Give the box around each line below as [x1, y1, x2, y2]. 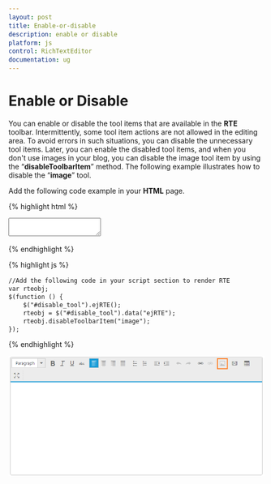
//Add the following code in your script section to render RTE [8, 276, 230, 285]
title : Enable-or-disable [8, 21, 96, 30]
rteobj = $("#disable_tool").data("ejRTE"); [23, 309, 176, 317]
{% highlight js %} [8, 259, 69, 269]
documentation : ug [8, 56, 71, 64]
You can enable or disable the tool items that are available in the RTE [8, 118, 238, 128]
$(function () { [8, 293, 63, 301]
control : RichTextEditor [8, 47, 92, 56]
